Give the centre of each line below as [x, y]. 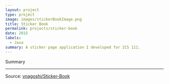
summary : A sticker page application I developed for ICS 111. [73, 47]
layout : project [22, 10]
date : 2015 [17, 33]
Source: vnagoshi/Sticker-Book [38, 76]
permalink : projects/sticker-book [41, 29]
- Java [17, 43]
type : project [20, 15]
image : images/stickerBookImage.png [44, 19]
